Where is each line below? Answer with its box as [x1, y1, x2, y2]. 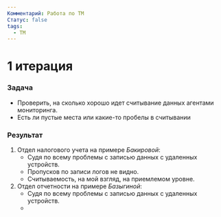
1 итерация [7, 59, 73, 74]
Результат [7, 130, 43, 140]
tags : [7, 23, 23, 29]
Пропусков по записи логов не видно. [27, 168, 139, 176]
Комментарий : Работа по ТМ [7, 10, 84, 17]
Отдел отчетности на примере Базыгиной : [16, 182, 143, 190]
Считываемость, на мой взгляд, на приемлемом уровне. [27, 175, 195, 183]
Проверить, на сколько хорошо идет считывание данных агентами [16, 99, 214, 107]
